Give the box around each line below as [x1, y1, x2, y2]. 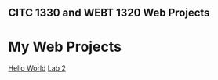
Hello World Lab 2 [8, 64, 67, 73]
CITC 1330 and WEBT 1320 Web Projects [8, 6, 210, 20]
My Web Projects [8, 38, 122, 56]
